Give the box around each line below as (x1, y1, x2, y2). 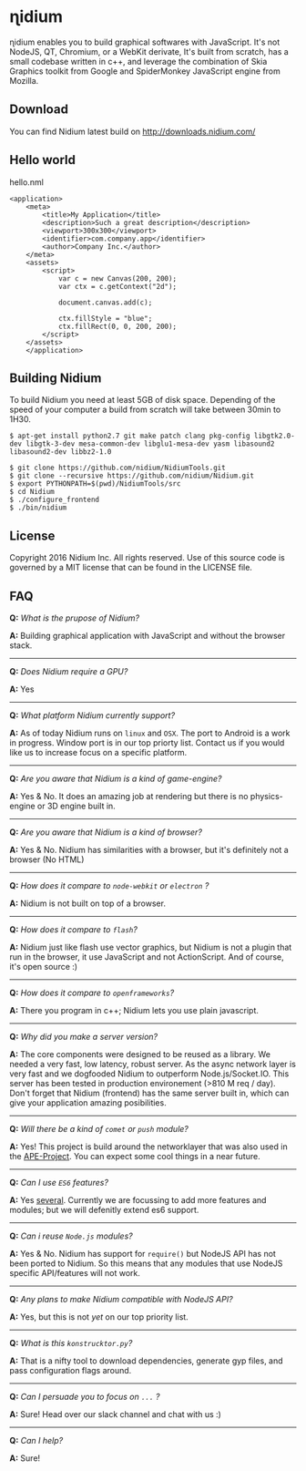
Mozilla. (9, 75, 39, 86)
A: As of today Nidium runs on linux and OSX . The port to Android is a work (9, 727, 291, 738)
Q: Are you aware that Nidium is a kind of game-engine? (9, 773, 222, 784)
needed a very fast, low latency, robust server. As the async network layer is (9, 1059, 296, 1069)
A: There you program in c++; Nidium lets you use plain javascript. (9, 1005, 260, 1015)
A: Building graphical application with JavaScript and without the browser (9, 631, 286, 641)
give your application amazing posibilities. (9, 1097, 167, 1108)
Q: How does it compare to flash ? (9, 924, 138, 935)
